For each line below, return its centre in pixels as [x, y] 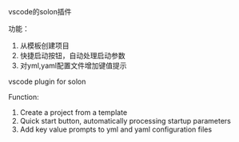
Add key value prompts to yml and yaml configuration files [116, 129]
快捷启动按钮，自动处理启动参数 [72, 55]
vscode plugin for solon [47, 81]
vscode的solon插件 [40, 12]
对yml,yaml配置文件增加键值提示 [73, 65]
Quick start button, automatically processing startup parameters [125, 121]
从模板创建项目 [44, 45]
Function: [24, 97]
